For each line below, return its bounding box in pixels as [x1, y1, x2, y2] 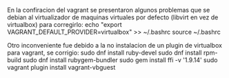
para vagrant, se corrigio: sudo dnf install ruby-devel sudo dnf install [7, 48, 202, 57]
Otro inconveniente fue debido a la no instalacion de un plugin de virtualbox [7, 41, 223, 49]
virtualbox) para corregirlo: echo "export [7, 21, 122, 28]
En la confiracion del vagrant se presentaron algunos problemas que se [7, 6, 210, 14]
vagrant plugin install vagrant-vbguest [7, 64, 116, 71]
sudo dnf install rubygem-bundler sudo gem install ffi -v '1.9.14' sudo [23, 56, 218, 64]
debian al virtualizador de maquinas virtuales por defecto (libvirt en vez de [7, 13, 219, 21]
